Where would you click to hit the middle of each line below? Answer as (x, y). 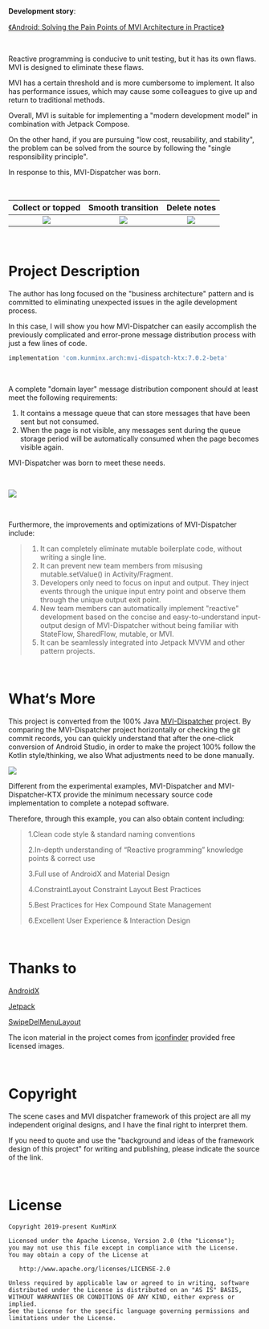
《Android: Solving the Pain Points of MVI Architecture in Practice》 (116, 27)
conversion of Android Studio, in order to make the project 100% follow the (132, 747)
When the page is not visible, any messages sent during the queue (130, 430)
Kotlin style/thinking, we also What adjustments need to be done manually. (131, 755)
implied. (23, 1304)
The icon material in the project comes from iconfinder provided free (122, 1037)
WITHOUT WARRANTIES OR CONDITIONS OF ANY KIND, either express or (122, 1297)
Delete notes (191, 208)
